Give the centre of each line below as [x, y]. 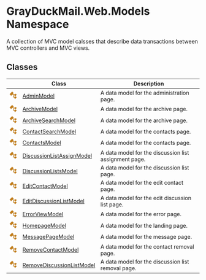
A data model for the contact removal [147, 246]
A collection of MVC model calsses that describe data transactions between [102, 41]
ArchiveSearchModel [49, 120]
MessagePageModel [48, 237]
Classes [22, 67]
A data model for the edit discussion [146, 198]
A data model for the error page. [141, 214]
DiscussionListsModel [50, 171]
